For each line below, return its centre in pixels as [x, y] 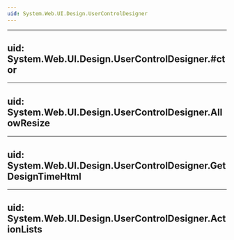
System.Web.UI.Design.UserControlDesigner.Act [117, 219]
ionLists [25, 230]
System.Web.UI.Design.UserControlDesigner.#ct [116, 59]
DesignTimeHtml [44, 177]
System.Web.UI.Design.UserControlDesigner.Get [117, 165]
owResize [29, 123]
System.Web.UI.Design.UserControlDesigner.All [115, 112]
